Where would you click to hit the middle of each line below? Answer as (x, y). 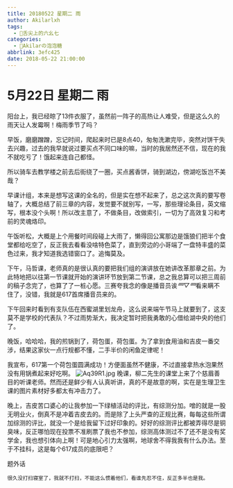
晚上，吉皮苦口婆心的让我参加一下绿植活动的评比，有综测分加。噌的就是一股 (116, 405)
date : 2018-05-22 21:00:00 (46, 59)
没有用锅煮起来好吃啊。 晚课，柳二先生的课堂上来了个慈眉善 (114, 373)
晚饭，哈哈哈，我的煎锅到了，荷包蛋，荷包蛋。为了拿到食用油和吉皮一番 (110, 341)
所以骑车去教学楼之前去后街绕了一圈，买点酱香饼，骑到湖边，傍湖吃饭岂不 (113, 172)
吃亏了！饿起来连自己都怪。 (59, 156)
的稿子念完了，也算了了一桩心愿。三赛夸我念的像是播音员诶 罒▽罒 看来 (107, 285)
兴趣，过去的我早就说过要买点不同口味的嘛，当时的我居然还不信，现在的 (116, 148)
